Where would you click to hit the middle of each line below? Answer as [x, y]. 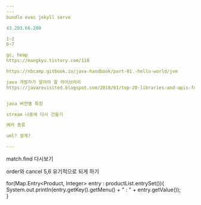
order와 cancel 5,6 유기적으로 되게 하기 [53, 171]
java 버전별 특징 [25, 104]
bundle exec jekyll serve [38, 17]
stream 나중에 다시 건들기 [35, 114]
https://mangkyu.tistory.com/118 [48, 61]
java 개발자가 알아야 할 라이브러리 [44, 82]
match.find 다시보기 [30, 159]
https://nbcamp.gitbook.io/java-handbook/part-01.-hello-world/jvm [92, 72]
